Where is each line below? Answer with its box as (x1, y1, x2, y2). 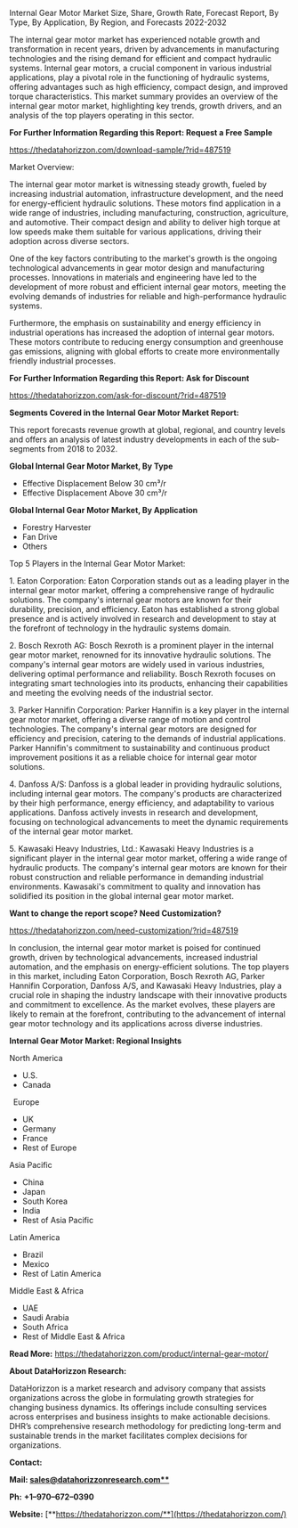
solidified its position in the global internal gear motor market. (9, 891, 234, 901)
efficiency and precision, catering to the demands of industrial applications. (9, 733, 286, 743)
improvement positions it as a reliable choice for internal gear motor (9, 752, 258, 763)
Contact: (9, 1457, 43, 1467)
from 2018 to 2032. (47, 444, 118, 453)
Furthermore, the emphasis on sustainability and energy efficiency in (9, 318, 262, 328)
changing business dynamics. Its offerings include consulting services (9, 1402, 267, 1412)
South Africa (21, 1322, 68, 1332)
